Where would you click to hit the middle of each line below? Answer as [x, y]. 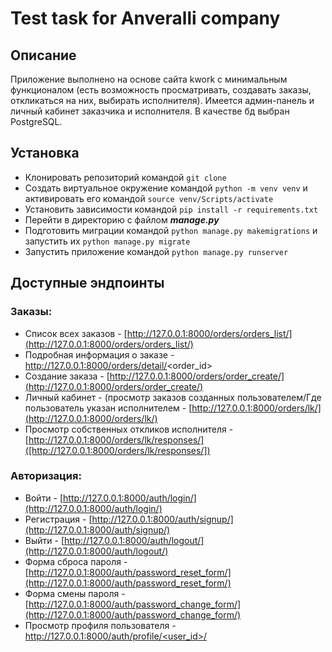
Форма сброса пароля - [76, 561]
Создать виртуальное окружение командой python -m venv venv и [166, 188]
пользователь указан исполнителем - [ [108, 408]
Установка [45, 153]
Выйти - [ [44, 540]
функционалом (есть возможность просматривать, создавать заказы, [161, 90]
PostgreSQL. [36, 121]
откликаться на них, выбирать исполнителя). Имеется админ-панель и [162, 100]
